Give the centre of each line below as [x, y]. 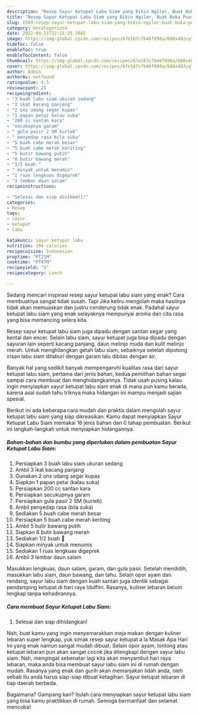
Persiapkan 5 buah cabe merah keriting [63, 519]
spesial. [16, 399]
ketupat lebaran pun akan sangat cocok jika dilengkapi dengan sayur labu [96, 652]
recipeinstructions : [32, 186]
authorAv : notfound [31, 77]
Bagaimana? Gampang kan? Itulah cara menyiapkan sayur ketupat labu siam [99, 694]
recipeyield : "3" [28, 268]
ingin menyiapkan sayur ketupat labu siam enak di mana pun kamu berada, [97, 386]
